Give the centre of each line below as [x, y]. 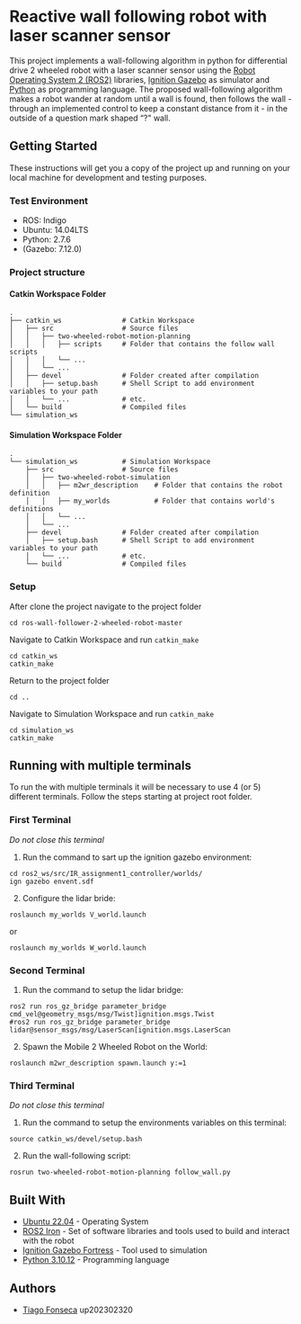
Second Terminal [47, 971]
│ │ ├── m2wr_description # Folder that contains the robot [154, 486]
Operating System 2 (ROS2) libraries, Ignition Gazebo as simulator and [140, 79]
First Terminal [40, 820]
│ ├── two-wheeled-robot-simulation [98, 478]
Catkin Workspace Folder [58, 293]
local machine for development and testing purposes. [108, 177]
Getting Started [53, 146]
